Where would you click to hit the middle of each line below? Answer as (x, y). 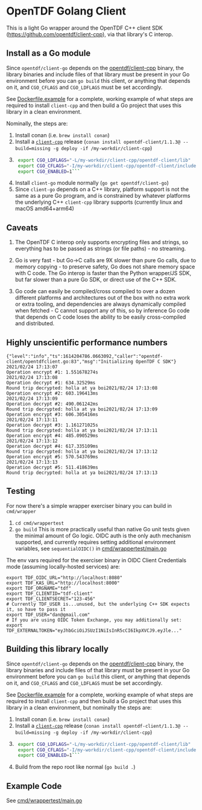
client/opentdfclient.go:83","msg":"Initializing (70, 361)
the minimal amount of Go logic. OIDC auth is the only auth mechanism (103, 536)
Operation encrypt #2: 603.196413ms (52, 394)
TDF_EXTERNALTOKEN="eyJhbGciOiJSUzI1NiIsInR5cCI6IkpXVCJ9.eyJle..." (94, 630)
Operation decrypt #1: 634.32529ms (51, 383)
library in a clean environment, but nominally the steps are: (79, 707)
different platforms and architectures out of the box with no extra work (103, 298)
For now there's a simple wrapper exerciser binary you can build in (89, 505)
